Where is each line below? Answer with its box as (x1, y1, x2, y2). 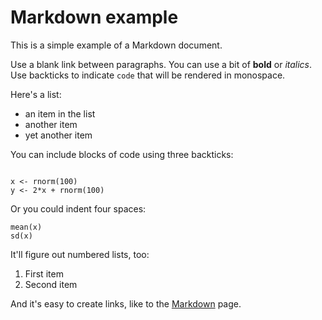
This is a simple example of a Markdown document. (10, 39, 223, 51)
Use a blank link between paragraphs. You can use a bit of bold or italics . (10, 58, 313, 70)
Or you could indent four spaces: (10, 202, 147, 215)
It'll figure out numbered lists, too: (10, 248, 150, 260)
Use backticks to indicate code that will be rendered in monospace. (10, 69, 286, 81)
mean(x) (10, 222, 43, 232)
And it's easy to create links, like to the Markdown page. (10, 297, 242, 310)
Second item (24, 278, 78, 290)
